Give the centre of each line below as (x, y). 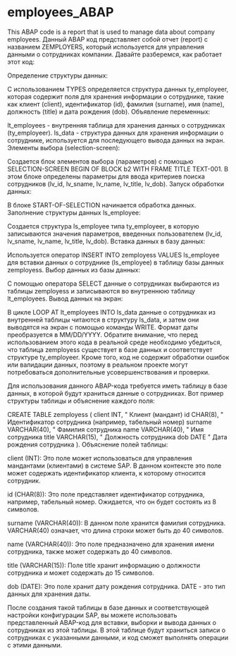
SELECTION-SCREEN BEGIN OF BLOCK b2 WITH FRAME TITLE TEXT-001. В (118, 169)
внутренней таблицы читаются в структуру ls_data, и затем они (103, 320)
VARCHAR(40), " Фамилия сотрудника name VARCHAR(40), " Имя (106, 429)
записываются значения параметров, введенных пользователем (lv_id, (115, 233)
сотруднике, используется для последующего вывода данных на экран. (116, 140)
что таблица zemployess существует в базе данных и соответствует (110, 349)
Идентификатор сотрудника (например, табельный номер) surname (110, 422)
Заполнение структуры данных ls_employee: (74, 212)
